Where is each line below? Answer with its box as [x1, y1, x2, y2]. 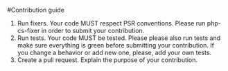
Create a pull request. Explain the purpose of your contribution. [17, 56, 198, 64]
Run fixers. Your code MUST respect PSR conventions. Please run [17, 19, 206, 27]
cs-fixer [17, 27, 40, 34]
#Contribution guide [7, 6, 64, 14]
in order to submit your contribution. [41, 27, 145, 34]
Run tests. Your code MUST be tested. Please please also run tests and [17, 34, 221, 42]
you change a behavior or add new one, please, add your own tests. [17, 48, 212, 57]
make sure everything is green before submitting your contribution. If [17, 41, 215, 49]
